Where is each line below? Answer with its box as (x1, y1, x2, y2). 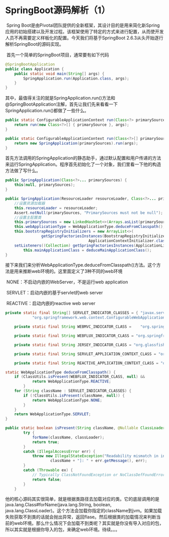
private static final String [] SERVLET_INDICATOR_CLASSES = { (5, 311, 138, 316)
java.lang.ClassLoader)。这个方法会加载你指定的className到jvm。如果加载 (5, 508, 162, 514)
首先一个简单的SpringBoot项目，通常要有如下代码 (6, 51, 109, 58)
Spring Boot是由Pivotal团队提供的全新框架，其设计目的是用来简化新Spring (6, 22, 160, 28)
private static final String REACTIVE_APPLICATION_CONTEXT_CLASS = (14, 360, 158, 365)
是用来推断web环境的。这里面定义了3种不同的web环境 (9, 268, 123, 274)
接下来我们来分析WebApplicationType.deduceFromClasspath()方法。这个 (5, 262, 157, 268)
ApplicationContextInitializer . (88, 238, 156, 243)
